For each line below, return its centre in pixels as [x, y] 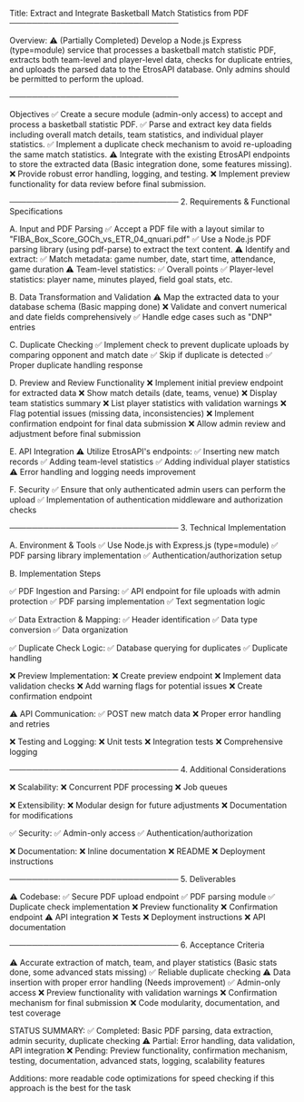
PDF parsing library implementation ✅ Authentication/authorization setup [146, 555]
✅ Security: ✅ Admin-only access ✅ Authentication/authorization [131, 833]
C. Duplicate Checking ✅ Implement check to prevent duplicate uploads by [149, 345]
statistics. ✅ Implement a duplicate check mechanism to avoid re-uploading [151, 144]
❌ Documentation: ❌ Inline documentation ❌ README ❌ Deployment [137, 851]
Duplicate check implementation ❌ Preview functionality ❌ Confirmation [144, 907]
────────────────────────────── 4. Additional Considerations [148, 769]
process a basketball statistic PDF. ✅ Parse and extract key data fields [141, 124]
